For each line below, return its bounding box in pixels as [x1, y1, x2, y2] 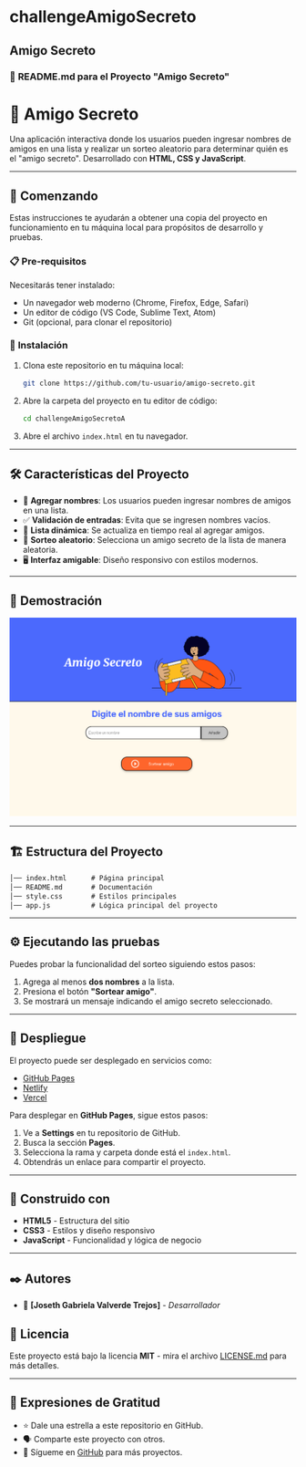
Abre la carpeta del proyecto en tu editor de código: [22, 395, 218, 406]
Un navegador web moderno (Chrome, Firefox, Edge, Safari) [22, 297, 250, 307]
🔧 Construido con [9, 1191, 111, 1207]
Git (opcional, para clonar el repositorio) [22, 317, 173, 328]
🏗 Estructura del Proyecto [9, 844, 164, 859]
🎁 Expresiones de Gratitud [9, 1395, 161, 1410]
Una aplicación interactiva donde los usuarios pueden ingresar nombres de [9, 134, 291, 145]
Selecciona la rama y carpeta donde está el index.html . [22, 1147, 231, 1158]
